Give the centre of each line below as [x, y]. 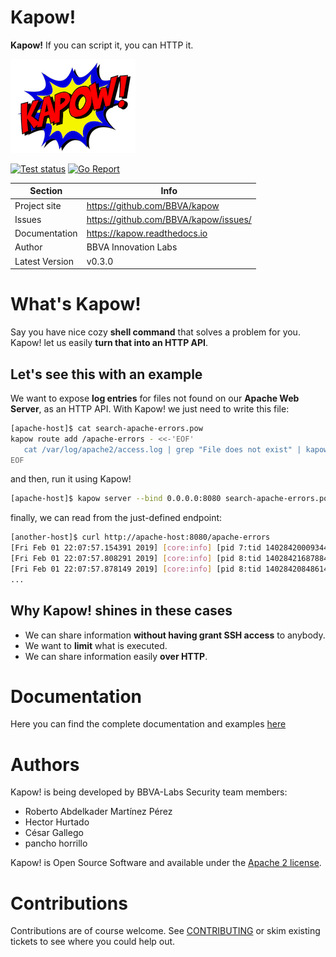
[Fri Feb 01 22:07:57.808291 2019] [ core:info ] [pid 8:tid [136, 559]
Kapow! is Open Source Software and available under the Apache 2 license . [166, 863]
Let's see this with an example [106, 374]
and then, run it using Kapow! [71, 479]
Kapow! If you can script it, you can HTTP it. [102, 45]
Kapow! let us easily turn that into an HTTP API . [109, 343]
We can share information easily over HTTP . [116, 656]
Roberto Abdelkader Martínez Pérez [98, 812]
